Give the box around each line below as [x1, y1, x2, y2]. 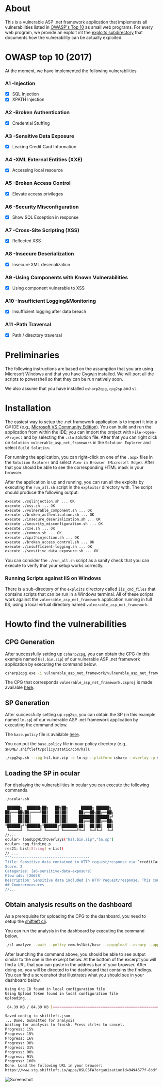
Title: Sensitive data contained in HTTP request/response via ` [5, 860, 140, 865]
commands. [5, 787, 29, 793]
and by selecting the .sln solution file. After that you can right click [23, 434, 158, 440]
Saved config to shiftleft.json [5, 1013, 70, 1018]
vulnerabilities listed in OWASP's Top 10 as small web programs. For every [5, 24, 153, 30]
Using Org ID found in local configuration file [5, 987, 105, 992]
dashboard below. [5, 977, 41, 983]
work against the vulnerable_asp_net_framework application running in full [5, 596, 152, 602]
